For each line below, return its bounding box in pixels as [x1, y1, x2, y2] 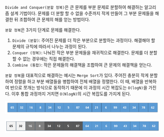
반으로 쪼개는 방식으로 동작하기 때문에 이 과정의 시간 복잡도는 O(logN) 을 [10, 85, 148, 90]
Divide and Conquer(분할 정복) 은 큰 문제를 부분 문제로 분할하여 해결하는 [5, 4, 143, 10]
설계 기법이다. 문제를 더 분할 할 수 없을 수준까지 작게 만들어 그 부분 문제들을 [10, 10, 154, 16]
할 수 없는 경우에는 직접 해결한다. [12, 56, 75, 61]
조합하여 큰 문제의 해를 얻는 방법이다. [19, 17, 90, 22]
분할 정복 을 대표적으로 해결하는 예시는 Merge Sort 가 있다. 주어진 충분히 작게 [5, 73, 149, 78]
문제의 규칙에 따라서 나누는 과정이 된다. [12, 44, 87, 49]
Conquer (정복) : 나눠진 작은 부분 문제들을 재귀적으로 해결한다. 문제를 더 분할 [12, 50, 158, 55]
